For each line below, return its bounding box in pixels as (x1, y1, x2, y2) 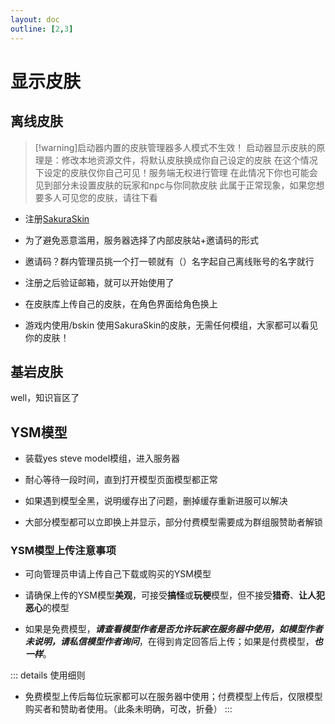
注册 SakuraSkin (24, 212, 90, 225)
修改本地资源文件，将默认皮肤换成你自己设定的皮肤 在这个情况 (61, 154, 318, 166)
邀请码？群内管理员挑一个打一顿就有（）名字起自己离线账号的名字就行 (24, 255, 315, 267)
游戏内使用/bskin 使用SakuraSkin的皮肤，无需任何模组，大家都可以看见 (24, 319, 319, 331)
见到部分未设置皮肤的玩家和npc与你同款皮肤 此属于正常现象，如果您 (34, 179, 317, 191)
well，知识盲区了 (10, 392, 80, 404)
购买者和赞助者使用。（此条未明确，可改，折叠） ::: (24, 703, 233, 715)
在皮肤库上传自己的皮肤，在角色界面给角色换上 (24, 297, 218, 310)
